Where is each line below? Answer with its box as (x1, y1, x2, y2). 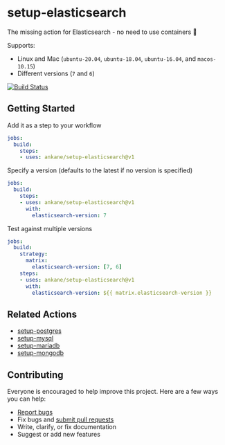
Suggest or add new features (17, 430, 100, 438)
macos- (197, 55, 217, 63)
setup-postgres (17, 327, 62, 335)
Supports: (7, 41, 36, 49)
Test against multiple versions (7, 224, 92, 233)
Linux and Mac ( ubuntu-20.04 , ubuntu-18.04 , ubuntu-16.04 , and (17, 54, 196, 63)
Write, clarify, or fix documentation (17, 423, 116, 430)
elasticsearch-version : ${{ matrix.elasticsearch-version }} (32, 289, 213, 296)
